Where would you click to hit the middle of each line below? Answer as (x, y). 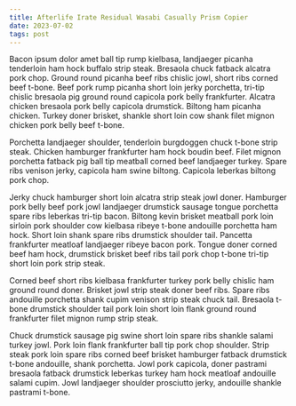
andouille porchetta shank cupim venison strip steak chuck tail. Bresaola (141, 299)
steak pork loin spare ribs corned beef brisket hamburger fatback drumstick (148, 354)
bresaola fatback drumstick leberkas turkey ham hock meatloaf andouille (143, 373)
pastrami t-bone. (40, 393)
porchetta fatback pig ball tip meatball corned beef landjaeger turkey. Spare (148, 162)
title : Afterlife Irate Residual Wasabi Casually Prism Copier (129, 17)
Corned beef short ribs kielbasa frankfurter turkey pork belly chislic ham (142, 281)
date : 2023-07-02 (41, 26)
